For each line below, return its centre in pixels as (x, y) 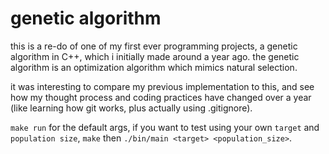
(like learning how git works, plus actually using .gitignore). (131, 108)
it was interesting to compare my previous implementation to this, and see (162, 86)
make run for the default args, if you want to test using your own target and (165, 127)
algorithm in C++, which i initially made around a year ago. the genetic (155, 56)
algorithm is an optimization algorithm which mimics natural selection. (154, 67)
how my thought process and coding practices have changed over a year (161, 97)
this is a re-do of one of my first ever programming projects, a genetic (154, 46)
